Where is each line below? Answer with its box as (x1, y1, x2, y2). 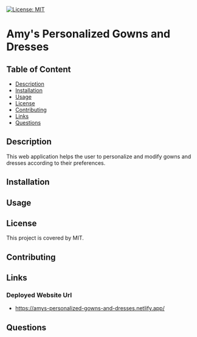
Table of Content (6, 64, 71, 74)
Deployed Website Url (6, 291, 72, 299)
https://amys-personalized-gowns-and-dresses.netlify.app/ (15, 305, 165, 312)
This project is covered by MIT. (6, 234, 84, 241)
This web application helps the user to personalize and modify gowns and (6, 153, 192, 160)
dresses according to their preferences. (6, 159, 106, 167)
